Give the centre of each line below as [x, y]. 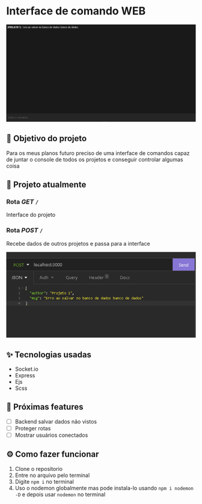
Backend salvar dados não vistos [56, 421]
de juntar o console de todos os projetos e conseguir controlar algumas [95, 159]
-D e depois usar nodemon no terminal [60, 494]
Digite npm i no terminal [44, 481]
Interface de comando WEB [76, 11]
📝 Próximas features [45, 407]
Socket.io [27, 369]
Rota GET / [23, 201]
